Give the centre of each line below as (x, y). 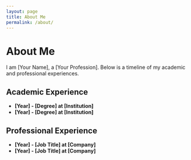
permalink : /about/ (30, 22)
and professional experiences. (42, 74)
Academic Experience (47, 92)
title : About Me (26, 17)
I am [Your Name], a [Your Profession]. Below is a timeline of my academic (96, 67)
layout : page (22, 11)
